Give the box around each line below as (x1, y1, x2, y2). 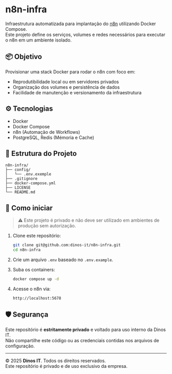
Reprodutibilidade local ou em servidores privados (12, 78, 119, 85)
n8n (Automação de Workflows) (12, 129, 80, 135)
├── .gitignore (5, 176, 38, 182)
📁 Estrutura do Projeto (5, 149, 77, 158)
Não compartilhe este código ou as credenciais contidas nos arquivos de (5, 337, 160, 343)
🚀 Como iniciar (5, 204, 53, 212)
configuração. (5, 343, 35, 349)
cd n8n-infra (12, 247, 41, 252)
